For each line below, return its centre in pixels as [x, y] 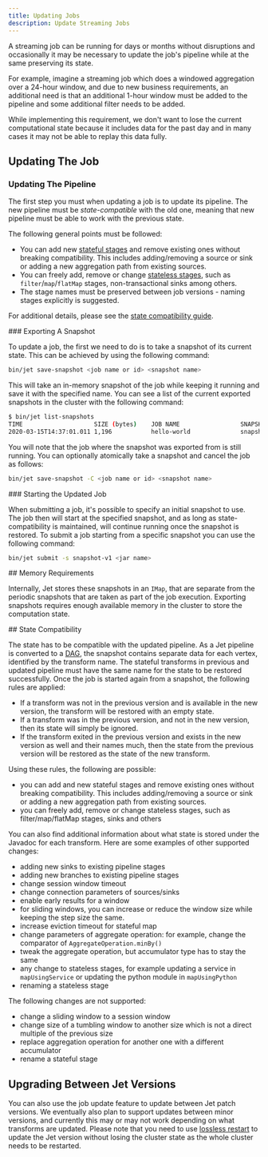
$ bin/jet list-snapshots [51, 417]
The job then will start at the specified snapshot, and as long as [112, 518]
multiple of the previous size [66, 1034]
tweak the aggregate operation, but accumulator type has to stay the [133, 952]
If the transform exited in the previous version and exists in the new [130, 737]
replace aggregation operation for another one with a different [122, 1042]
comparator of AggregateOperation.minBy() [91, 943]
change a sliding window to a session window [95, 1016]
